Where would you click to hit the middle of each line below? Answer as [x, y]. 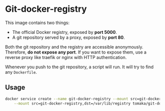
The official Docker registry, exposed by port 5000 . [65, 32]
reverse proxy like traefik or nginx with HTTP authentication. [66, 57]
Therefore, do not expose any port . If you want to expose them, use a [76, 52]
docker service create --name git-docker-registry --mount [67, 99]
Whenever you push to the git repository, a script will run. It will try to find [79, 67]
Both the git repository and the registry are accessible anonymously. [74, 47]
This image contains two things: [37, 23]
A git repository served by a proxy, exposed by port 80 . [69, 37]
